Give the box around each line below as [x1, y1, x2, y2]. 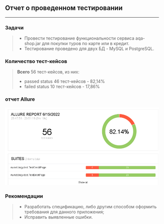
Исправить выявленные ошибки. [24, 214, 93, 220]
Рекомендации [5, 193, 43, 200]
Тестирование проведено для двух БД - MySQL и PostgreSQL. [24, 46, 155, 52]
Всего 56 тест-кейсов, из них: [17, 69, 80, 75]
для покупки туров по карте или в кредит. [41, 41, 129, 46]
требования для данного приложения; [24, 209, 104, 215]
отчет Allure [5, 96, 35, 103]
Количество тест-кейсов [5, 58, 67, 65]
